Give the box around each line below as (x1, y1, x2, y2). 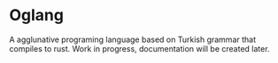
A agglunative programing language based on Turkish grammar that (9, 34, 257, 45)
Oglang (9, 5, 65, 25)
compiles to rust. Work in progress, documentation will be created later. (9, 43, 270, 53)
